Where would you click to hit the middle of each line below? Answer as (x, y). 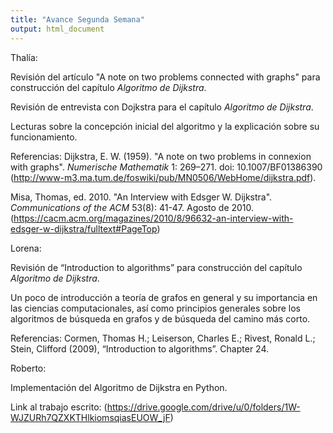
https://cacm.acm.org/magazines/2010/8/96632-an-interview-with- (153, 218)
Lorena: (26, 248)
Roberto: (28, 368)
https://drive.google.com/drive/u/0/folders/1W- (203, 407)
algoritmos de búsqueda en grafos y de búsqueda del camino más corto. (160, 318)
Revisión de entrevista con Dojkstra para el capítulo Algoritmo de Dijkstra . (162, 107)
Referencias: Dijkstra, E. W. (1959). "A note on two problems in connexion (161, 156)
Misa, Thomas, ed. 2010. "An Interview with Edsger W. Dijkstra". (141, 197)
